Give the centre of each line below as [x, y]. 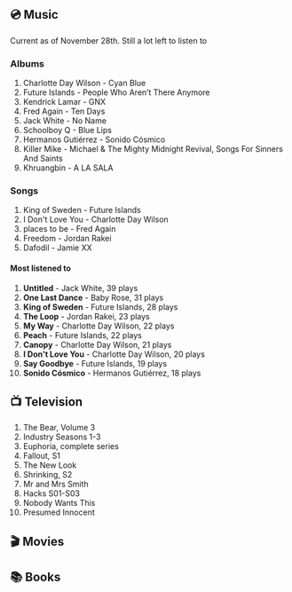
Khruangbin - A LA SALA [68, 168]
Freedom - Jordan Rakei [67, 239]
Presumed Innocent [59, 512]
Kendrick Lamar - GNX [64, 102]
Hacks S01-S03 [51, 493]
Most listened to [41, 268]
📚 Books [36, 577]
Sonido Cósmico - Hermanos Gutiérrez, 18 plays [112, 373]
